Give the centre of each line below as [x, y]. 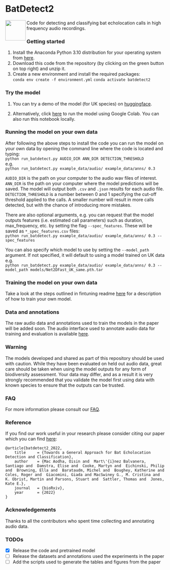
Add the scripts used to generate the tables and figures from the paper [87, 562]
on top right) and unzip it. [39, 69]
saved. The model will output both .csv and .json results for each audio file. [84, 189]
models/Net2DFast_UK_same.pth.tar [66, 270]
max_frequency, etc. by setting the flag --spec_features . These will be [79, 225]
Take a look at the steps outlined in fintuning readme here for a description [83, 294]
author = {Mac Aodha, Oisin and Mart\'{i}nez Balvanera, [80, 462]
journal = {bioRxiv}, [40, 488]
